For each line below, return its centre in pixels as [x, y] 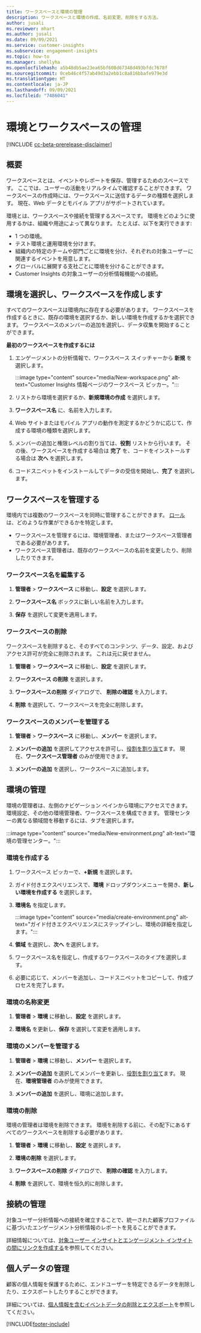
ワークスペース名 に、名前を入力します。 [65, 410]
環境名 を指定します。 [42, 905]
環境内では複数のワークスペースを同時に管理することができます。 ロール [96, 515]
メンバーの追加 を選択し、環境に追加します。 [71, 1093]
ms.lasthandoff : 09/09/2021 [41, 90]
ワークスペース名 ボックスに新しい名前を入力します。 [81, 602]
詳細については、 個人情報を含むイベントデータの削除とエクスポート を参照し [100, 1304]
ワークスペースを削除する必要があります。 [74, 1132]
